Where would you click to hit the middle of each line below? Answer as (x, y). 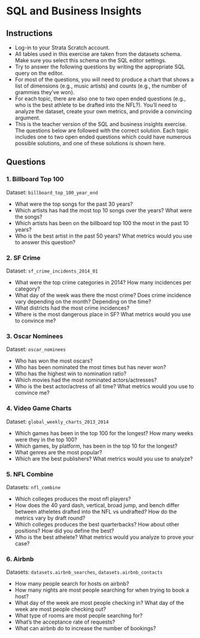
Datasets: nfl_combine (34, 487)
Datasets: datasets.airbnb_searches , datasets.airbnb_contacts (84, 572)
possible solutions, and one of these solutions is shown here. (90, 143)
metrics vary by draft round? (50, 518)
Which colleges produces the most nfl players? (73, 499)
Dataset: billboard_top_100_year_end (52, 192)
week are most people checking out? (60, 609)
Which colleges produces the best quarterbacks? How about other (97, 524)
